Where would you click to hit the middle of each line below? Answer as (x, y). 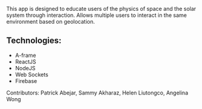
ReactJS (25, 61)
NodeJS (25, 68)
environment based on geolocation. (51, 21)
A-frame (25, 55)
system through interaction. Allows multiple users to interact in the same (96, 15)
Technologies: (34, 41)
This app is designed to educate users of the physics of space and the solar (101, 9)
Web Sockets (32, 74)
